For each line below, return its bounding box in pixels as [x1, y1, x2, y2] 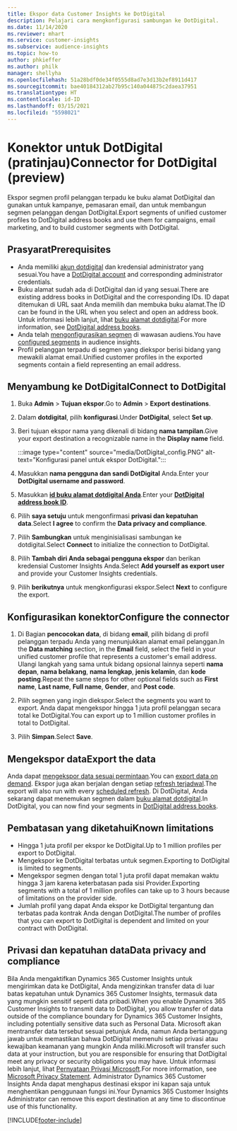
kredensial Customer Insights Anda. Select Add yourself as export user [17, 562, 225, 570]
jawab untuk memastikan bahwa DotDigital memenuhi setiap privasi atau [7, 1034, 219, 1043]
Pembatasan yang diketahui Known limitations [7, 822, 214, 834]
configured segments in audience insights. [17, 338, 142, 346]
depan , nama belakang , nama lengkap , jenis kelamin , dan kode [17, 667, 206, 676]
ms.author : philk [7, 63, 59, 70]
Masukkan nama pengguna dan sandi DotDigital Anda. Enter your [17, 469, 209, 478]
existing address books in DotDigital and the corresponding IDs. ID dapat [17, 292, 229, 301]
